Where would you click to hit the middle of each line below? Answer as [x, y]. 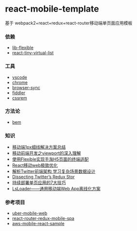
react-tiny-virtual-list [33, 53]
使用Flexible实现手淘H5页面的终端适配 [50, 159]
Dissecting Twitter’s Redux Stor [43, 177]
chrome [20, 82]
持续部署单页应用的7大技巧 [39, 182]
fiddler [19, 93]
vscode [20, 77]
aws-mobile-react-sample [38, 224]
